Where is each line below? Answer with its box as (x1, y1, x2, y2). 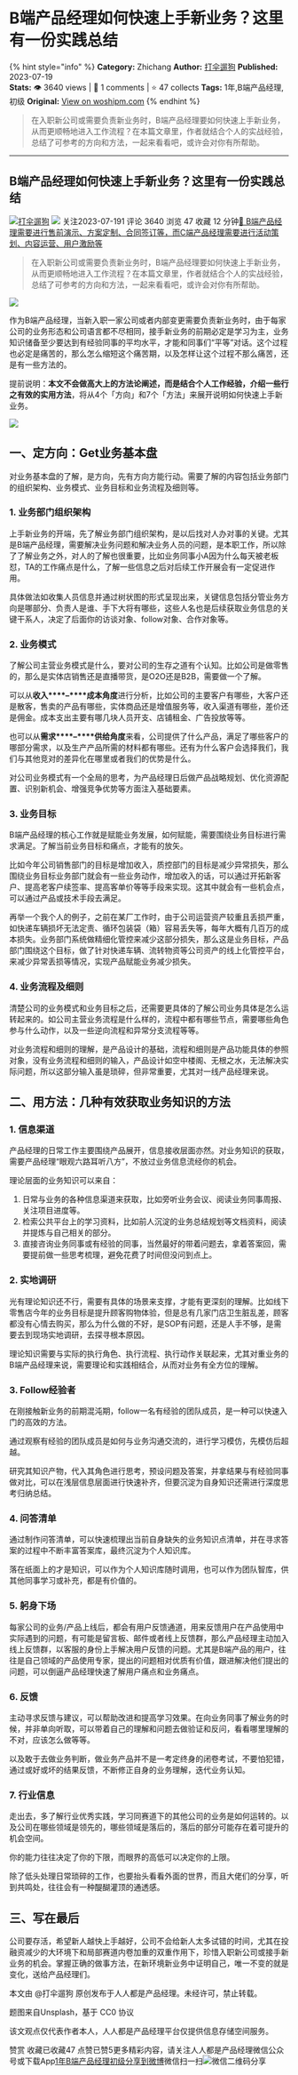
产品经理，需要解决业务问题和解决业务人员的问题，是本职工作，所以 (29, 539, 279, 549)
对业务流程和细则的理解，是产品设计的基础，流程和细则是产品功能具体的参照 (9, 1044, 289, 1054)
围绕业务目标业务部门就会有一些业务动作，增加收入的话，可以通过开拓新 (9, 870, 273, 881)
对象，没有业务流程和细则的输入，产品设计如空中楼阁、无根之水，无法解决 (9, 1054, 281, 1065)
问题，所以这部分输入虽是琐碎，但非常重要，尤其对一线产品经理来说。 (16, 1066, 273, 1077)
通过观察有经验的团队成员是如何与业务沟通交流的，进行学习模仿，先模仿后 (9, 1436, 281, 1446)
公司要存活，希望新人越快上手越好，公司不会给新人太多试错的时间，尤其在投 (9, 1935, 289, 1947)
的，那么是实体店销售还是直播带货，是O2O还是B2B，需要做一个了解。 (9, 671, 266, 682)
